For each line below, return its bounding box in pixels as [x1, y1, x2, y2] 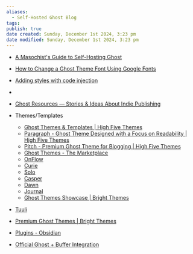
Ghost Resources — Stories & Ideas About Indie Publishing [14, 100, 161, 107]
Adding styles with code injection [14, 77, 98, 84]
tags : [6, 20, 20, 26]
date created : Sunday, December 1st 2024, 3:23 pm [6, 31, 136, 37]
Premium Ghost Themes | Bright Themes [14, 218, 116, 224]
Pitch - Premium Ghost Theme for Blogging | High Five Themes [24, 143, 181, 150]
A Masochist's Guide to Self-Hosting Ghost [14, 54, 122, 60]
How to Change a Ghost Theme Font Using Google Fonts [14, 65, 156, 72]
